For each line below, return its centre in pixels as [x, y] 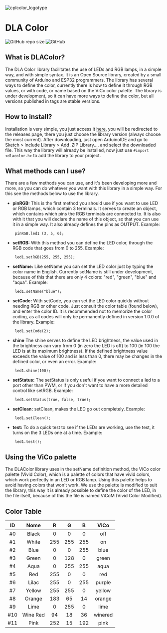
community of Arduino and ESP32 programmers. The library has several [79, 80]
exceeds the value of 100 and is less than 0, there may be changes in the [87, 356]
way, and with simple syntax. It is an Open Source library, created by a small [83, 74]
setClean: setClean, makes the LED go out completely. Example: [79, 409]
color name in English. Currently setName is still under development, [83, 272]
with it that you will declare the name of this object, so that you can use [85, 219]
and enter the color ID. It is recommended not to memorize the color [82, 311]
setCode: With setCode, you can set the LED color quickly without [81, 301]
